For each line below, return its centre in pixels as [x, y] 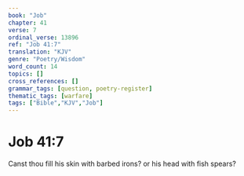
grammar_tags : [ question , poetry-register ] [80, 88]
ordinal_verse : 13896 [44, 37]
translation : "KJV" [40, 52]
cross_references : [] [44, 81]
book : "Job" [27, 15]
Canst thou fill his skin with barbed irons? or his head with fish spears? [122, 164]
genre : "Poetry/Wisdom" [47, 60]
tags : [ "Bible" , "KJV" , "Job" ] [56, 103]
